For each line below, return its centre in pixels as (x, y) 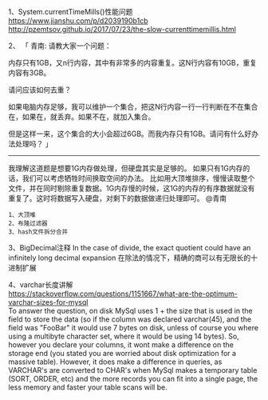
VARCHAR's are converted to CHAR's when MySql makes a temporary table (133, 370)
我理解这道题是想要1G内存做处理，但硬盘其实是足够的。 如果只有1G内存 (126, 168)
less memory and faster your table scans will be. (88, 387)
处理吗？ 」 (33, 144)
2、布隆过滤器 (28, 223)
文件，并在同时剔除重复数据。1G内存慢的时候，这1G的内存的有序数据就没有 (132, 188)
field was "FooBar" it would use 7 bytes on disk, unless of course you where (134, 328)
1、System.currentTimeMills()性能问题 (71, 12)
